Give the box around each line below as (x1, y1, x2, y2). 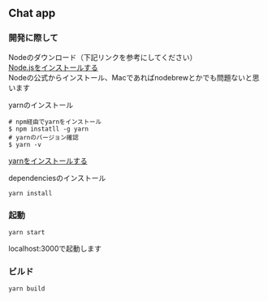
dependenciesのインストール (8, 173, 106, 183)
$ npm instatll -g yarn (8, 125, 89, 133)
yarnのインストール (8, 100, 74, 110)
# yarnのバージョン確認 (8, 133, 79, 141)
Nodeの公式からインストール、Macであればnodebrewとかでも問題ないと (8, 72, 253, 82)
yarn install (8, 189, 53, 197)
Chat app (8, 6, 56, 20)
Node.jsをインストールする (8, 62, 99, 72)
